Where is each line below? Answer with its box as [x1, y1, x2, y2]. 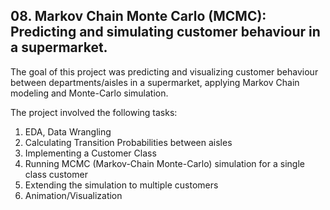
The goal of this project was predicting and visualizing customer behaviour [10, 65, 319, 78]
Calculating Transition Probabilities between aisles [24, 136, 233, 148]
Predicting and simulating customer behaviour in [10, 24, 321, 41]
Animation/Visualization [24, 189, 123, 201]
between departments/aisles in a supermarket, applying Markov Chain [10, 76, 300, 88]
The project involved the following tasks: [10, 106, 178, 118]
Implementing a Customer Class [24, 147, 157, 159]
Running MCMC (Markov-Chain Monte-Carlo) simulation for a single [24, 157, 305, 169]
